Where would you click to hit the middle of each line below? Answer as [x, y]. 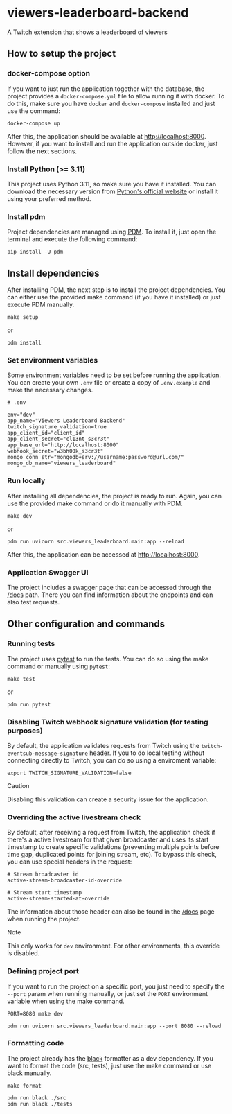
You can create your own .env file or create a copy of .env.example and [109, 383]
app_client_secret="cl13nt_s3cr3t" [59, 439]
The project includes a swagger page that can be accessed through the [109, 587]
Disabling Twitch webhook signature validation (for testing [108, 722]
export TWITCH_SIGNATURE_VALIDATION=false [69, 773]
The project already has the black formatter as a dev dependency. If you [110, 1058]
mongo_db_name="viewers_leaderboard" [62, 463]
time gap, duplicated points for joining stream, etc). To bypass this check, [112, 855]
